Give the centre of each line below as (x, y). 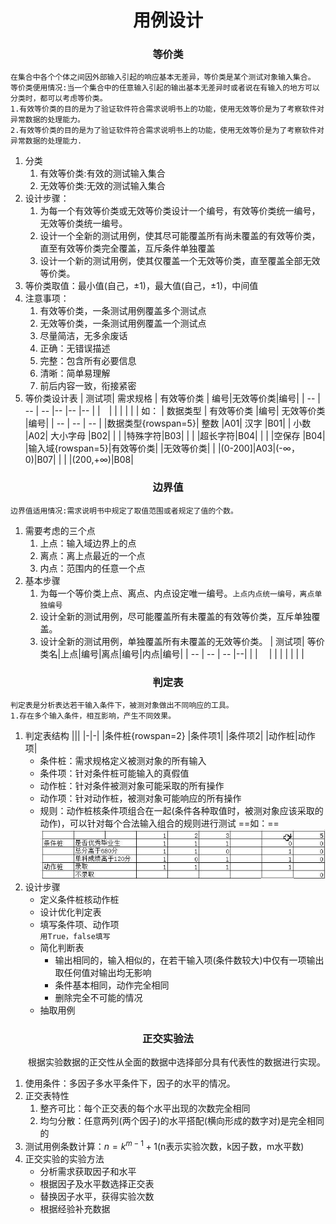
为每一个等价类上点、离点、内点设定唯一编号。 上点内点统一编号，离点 (177, 593)
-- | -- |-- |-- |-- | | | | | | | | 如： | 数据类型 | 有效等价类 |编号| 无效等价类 (175, 411)
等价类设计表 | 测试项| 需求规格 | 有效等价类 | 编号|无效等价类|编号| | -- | (172, 398)
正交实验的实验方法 (64, 1158)
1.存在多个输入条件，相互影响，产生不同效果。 (93, 716)
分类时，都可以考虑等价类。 (59, 99)
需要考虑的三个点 (60, 530)
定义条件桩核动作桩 (79, 899)
